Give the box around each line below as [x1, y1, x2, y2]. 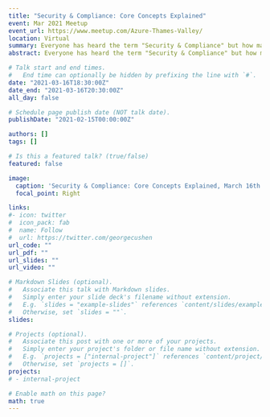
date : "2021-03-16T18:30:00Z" [8, 78, 110, 87]
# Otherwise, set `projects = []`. [8, 360, 135, 368]
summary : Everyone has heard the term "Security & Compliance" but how [8, 42, 253, 50]
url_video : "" [8, 263, 56, 272]
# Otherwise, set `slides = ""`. [8, 308, 128, 316]
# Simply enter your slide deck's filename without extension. [8, 293, 231, 301]
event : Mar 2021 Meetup [8, 19, 88, 27]
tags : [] [8, 138, 38, 146]
